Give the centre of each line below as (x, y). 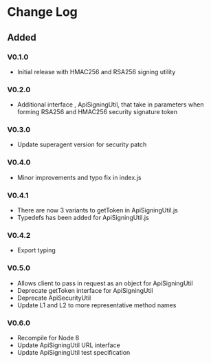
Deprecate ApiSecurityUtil (54, 298)
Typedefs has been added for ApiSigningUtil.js (83, 218)
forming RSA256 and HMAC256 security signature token (97, 112)
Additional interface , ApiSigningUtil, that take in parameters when (110, 104)
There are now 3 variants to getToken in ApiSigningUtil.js (98, 210)
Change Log (42, 12)
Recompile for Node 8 (48, 338)
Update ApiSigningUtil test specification (74, 352)
